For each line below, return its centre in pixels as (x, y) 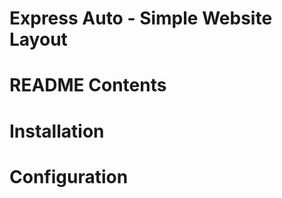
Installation (57, 131)
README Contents (88, 85)
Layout (38, 39)
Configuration (69, 176)
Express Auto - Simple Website (141, 18)
